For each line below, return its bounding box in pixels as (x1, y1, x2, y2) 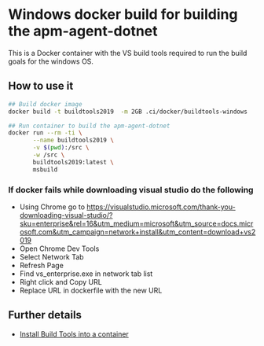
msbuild (32, 165, 58, 174)
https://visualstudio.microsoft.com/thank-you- (86, 202, 236, 212)
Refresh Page (19, 260, 64, 270)
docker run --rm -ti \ (8, 129, 82, 137)
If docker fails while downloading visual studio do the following (8, 184, 254, 195)
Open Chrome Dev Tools (19, 244, 100, 253)
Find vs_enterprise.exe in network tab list (19, 269, 153, 278)
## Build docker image (8, 100, 82, 108)
